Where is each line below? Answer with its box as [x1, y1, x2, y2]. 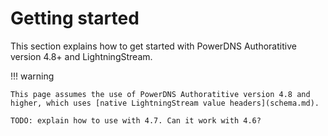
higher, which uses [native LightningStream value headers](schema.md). [10, 98, 320, 108]
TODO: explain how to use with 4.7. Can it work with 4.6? [10, 115, 262, 126]
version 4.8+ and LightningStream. [10, 50, 153, 62]
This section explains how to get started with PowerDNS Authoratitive [10, 40, 297, 52]
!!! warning [10, 70, 55, 82]
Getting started [10, 7, 140, 30]
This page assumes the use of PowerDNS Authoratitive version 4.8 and [10, 89, 311, 99]
